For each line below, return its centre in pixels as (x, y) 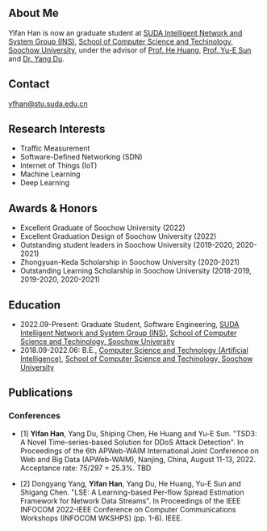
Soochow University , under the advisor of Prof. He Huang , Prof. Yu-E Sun (130, 50)
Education (35, 305)
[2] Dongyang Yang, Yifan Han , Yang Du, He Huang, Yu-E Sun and (131, 483)
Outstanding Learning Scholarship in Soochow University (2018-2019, (136, 271)
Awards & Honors (53, 208)
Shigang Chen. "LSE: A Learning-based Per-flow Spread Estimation (132, 492)
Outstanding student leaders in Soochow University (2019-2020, (127, 245)
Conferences (34, 416)
